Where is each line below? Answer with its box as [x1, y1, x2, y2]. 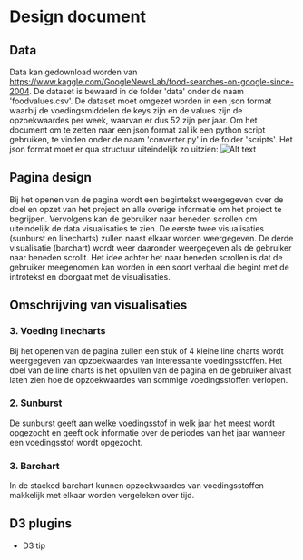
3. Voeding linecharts [9, 325, 106, 338]
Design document [9, 6, 147, 27]
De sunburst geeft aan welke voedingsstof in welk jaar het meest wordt [9, 418, 275, 428]
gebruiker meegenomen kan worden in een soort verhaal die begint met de [9, 261, 290, 272]
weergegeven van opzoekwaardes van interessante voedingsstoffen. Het [9, 355, 283, 366]
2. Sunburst [9, 397, 63, 409]
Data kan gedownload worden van [9, 66, 138, 77]
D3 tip [22, 540, 46, 551]
